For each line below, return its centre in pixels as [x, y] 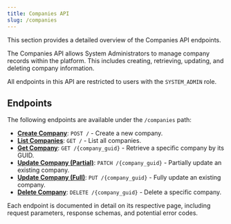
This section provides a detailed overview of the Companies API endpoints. [114, 40]
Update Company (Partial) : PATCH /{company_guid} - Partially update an [119, 163]
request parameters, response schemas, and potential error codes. [103, 213]
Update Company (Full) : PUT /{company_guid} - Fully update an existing [119, 178]
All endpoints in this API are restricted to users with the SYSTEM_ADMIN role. [112, 81]
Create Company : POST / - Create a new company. [90, 133]
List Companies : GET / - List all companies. [79, 141]
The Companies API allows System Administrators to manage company [108, 53]
